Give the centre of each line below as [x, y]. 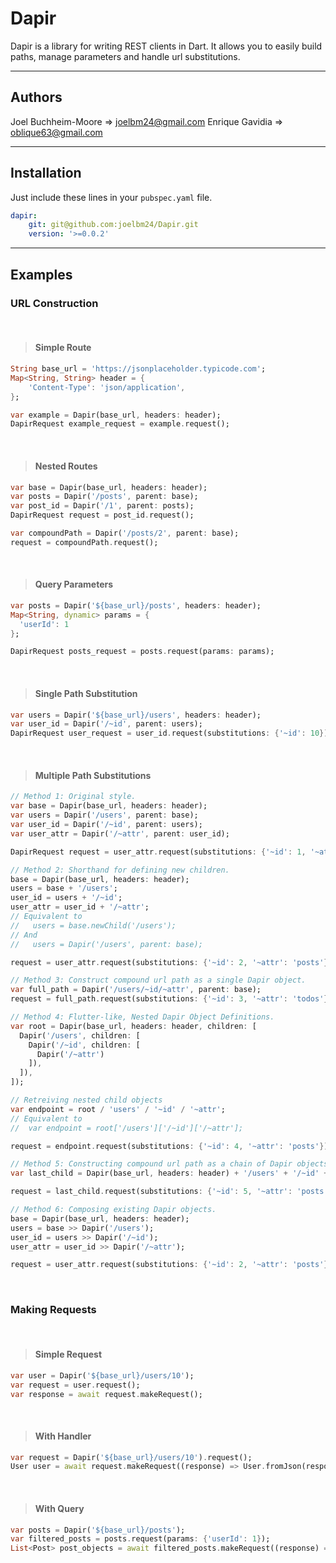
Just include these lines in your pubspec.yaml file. [111, 197]
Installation [46, 173]
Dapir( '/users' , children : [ [80, 1035]
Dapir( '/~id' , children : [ [84, 1045]
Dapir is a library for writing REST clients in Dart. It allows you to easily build [166, 46]
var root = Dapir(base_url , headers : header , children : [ [133, 1026]
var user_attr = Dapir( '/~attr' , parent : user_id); [120, 833]
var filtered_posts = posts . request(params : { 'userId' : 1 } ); [140, 1539]
